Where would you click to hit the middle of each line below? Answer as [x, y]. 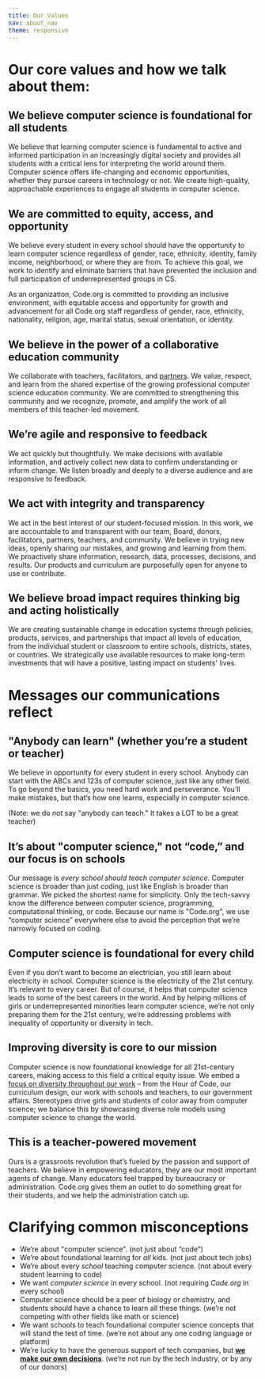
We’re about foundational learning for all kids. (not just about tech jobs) [136, 1257]
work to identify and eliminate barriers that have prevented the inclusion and [132, 271]
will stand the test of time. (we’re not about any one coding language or [136, 1333]
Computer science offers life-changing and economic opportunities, [119, 172]
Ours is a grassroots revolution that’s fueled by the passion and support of [129, 1161]
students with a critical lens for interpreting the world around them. [117, 164]
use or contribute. [37, 573]
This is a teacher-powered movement [102, 1143]
